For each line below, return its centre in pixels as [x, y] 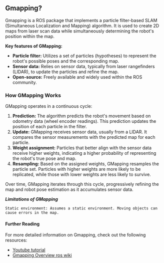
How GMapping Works [33, 95]
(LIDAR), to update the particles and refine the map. [65, 72]
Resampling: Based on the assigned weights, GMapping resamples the [85, 164]
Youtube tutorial [29, 250]
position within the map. [30, 36]
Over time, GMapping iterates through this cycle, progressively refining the [82, 184]
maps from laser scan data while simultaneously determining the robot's [79, 31]
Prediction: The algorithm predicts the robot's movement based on [81, 116]
